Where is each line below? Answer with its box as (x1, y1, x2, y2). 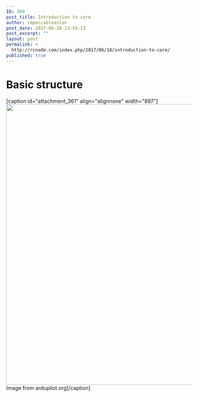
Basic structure (6, 78, 83, 91)
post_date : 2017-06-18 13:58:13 (6, 25, 86, 31)
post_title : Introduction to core (6, 14, 92, 20)
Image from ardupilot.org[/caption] (6, 384, 90, 391)
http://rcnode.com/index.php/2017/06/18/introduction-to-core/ (11, 47, 170, 53)
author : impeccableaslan (6, 19, 67, 25)
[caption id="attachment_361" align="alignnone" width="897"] (6, 97, 158, 104)
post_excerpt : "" (6, 31, 49, 37)
